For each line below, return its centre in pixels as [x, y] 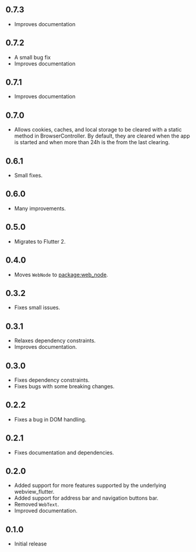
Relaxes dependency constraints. [55, 341]
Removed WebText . [37, 504]
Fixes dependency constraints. [52, 380]
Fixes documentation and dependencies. [64, 453]
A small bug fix [32, 57]
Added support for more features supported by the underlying [90, 485]
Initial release [30, 544]
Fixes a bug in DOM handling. [50, 419]
